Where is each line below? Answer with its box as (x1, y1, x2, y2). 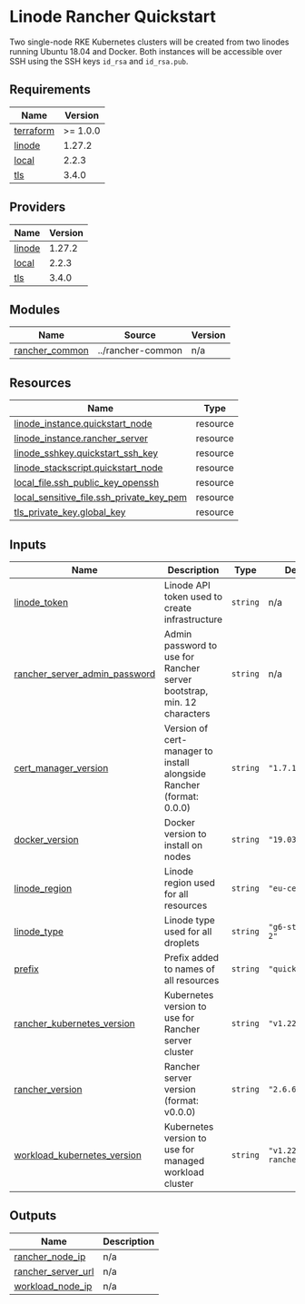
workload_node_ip (14, 1279, 93, 1292)
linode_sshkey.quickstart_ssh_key (14, 447, 159, 459)
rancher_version (14, 1083, 83, 1095)
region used (163, 876, 215, 889)
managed (163, 1155, 205, 1167)
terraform (14, 124, 55, 137)
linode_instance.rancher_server (14, 432, 148, 445)
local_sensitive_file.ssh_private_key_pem (14, 491, 188, 504)
